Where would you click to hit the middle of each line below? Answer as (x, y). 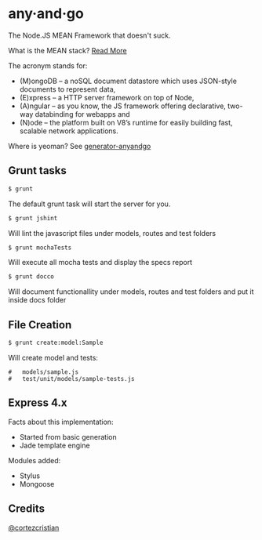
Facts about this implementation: (61, 422)
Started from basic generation (68, 437)
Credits (27, 509)
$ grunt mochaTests (40, 248)
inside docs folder (37, 300)
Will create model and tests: (53, 357)
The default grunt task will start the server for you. (89, 204)
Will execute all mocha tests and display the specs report (100, 263)
